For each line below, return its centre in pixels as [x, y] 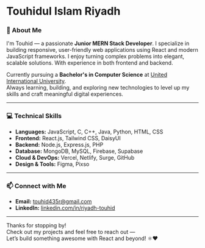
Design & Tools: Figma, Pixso [52, 164]
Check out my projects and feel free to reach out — [71, 232]
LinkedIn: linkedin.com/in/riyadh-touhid [65, 208]
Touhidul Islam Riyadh [63, 11]
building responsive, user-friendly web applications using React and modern [102, 50]
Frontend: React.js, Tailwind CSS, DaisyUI [68, 138]
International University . [36, 81]
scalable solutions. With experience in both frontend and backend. [90, 63]
